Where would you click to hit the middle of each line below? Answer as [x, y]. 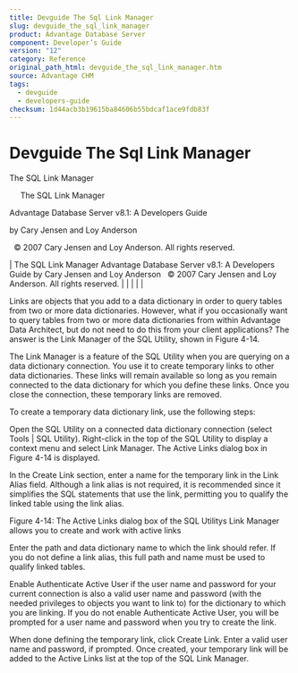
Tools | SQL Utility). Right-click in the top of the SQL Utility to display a [139, 439]
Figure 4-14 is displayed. [55, 458]
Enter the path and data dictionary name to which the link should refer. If [143, 548]
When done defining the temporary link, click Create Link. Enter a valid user [149, 640]
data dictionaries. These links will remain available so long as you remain [143, 376]
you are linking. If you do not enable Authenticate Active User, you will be [144, 613]
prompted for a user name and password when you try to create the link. [143, 622]
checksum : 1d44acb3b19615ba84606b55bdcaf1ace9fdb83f [110, 109]
